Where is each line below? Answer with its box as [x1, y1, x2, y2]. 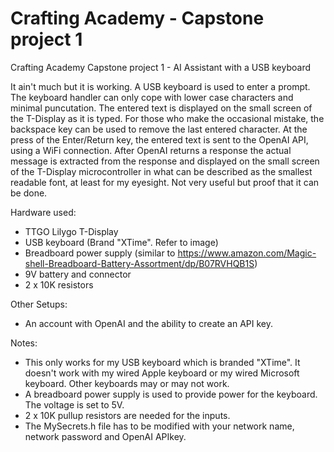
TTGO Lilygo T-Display [24, 225, 119, 237]
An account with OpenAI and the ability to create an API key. [24, 317, 273, 329]
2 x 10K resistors [24, 278, 94, 291]
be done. [10, 187, 48, 199]
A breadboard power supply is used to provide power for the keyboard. [24, 388, 318, 400]
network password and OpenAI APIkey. [24, 430, 187, 442]
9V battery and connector [24, 268, 132, 280]
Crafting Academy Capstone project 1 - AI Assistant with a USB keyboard [10, 61, 312, 73]
